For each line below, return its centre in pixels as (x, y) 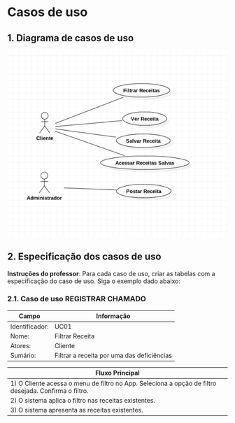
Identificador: (29, 327)
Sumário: (23, 356)
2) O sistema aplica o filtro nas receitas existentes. (83, 400)
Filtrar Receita (75, 336)
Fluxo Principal (117, 373)
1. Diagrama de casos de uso (71, 38)
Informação (113, 316)
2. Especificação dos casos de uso (84, 257)
